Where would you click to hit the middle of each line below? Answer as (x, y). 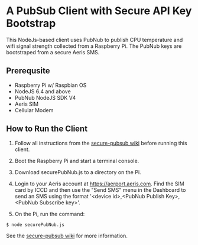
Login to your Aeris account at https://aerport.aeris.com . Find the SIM (99, 184)
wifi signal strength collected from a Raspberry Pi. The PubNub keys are (94, 46)
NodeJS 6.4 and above (43, 91)
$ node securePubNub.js (35, 225)
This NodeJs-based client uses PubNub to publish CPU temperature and (95, 40)
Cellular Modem (34, 110)
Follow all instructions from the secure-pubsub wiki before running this (101, 143)
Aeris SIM (27, 104)
